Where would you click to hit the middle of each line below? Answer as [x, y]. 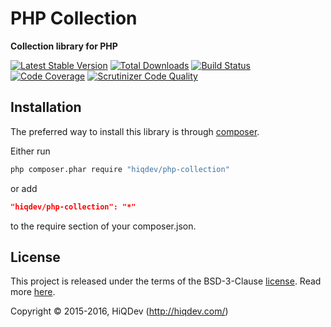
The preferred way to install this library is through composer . [135, 131]
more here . [33, 292]
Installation [46, 107]
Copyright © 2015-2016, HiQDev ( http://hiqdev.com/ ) [119, 311]
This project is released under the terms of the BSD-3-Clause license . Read [166, 281]
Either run [30, 151]
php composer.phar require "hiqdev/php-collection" [120, 169]
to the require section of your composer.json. [103, 226]
